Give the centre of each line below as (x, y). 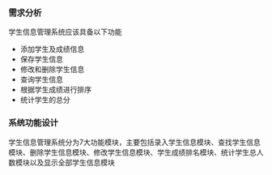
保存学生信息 (41, 59)
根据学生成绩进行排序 (55, 90)
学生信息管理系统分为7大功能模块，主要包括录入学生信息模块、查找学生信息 (134, 142)
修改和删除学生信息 (52, 70)
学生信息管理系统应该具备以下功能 (65, 32)
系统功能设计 (34, 123)
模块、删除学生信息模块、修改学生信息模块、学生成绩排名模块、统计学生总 (132, 152)
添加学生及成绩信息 (52, 49)
